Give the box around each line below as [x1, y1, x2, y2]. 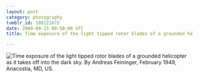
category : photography [6, 14, 62, 20]
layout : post [6, 8, 39, 15]
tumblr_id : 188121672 [6, 20, 60, 26]
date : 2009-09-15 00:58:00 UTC [6, 25, 84, 32]
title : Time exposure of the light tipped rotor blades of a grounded [6, 31, 185, 37]
